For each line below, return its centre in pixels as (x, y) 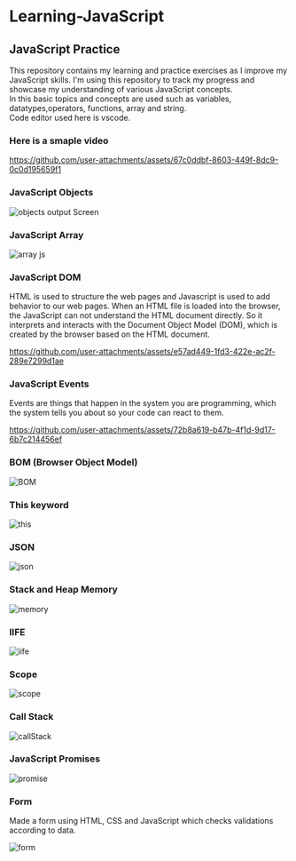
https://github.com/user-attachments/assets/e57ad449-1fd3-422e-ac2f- (143, 352)
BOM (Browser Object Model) (74, 462)
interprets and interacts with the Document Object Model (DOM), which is (143, 325)
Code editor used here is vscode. (70, 118)
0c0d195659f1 (35, 170)
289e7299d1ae (37, 361)
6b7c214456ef (36, 439)
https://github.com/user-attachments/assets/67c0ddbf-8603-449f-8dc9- (144, 160)
